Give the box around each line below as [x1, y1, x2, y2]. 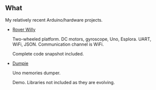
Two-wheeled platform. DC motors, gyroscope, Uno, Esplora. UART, [12, 36, 152, 42]
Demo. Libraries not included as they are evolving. [12, 79, 115, 85]
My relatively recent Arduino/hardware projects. [5, 17, 103, 23]
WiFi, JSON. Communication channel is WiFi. [12, 41, 104, 47]
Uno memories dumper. [12, 70, 61, 76]
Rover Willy [12, 27, 36, 32]
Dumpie [12, 60, 29, 66]
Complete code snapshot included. [12, 51, 84, 57]
